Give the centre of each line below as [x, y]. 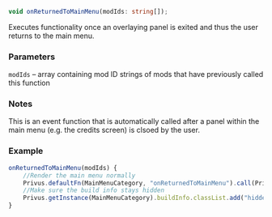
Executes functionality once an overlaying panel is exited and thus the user [134, 27]
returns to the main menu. [51, 36]
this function [29, 83]
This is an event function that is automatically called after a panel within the [134, 121]
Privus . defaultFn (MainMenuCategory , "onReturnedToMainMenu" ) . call [137, 183]
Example [26, 151]
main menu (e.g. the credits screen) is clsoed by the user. [104, 130]
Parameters [32, 57]
